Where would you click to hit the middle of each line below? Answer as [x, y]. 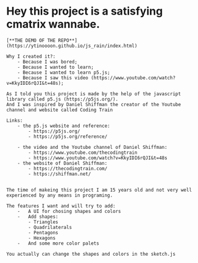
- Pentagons [44, 232]
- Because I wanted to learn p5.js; [64, 72]
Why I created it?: [31, 56]
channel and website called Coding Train [60, 110]
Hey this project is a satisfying [85, 11]
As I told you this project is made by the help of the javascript [94, 94]
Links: [15, 120]
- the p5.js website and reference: [64, 126]
